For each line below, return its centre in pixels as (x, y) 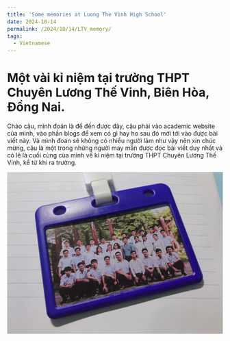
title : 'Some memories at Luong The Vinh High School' (87, 14)
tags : (15, 36)
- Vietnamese (32, 43)
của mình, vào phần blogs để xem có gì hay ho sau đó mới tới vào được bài (112, 134)
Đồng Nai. (36, 107)
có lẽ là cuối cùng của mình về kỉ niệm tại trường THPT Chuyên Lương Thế (112, 155)
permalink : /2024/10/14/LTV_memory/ (59, 29)
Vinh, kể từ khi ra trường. (42, 163)
